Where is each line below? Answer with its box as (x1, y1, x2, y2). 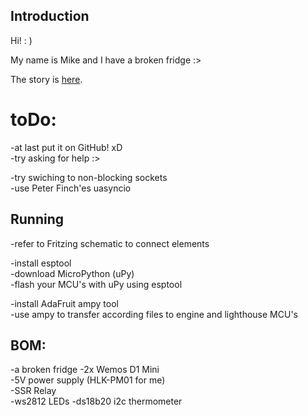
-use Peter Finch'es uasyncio (10, 182, 132, 194)
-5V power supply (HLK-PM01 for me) (10, 374, 166, 386)
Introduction (10, 8, 90, 25)
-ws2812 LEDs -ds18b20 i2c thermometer (10, 395, 183, 408)
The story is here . (10, 73, 83, 85)
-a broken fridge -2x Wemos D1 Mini (10, 364, 160, 376)
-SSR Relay (10, 385, 57, 397)
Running (10, 211, 65, 228)
